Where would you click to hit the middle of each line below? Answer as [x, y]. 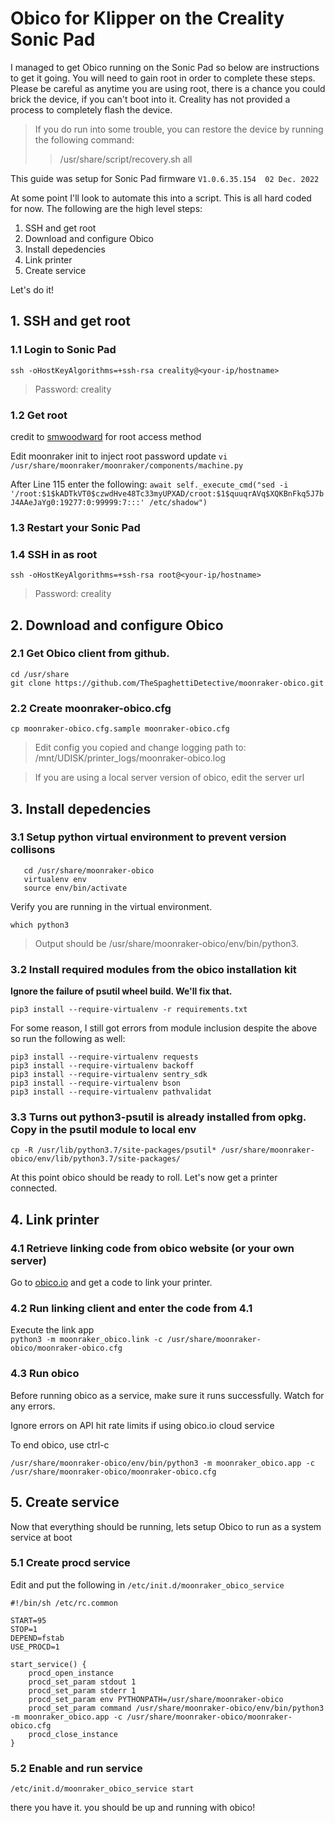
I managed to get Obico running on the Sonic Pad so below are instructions [165, 67]
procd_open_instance [71, 1673]
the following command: [84, 139]
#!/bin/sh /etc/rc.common [64, 1603]
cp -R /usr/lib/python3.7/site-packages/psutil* [113, 1150]
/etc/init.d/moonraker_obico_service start [102, 1789]
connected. [34, 1188]
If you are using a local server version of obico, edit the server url [169, 778]
